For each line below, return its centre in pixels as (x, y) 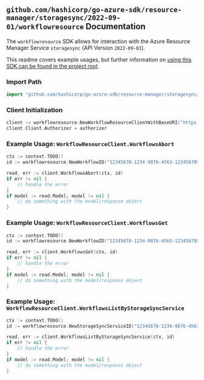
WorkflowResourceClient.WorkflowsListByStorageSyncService (95, 308)
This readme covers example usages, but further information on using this (99, 59)
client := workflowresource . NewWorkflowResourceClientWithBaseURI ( (93, 123)
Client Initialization (35, 110)
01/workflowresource (45, 27)
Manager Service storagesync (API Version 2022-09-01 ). (76, 47)
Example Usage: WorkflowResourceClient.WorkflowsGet (87, 223)
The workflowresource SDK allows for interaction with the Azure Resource (98, 41)
